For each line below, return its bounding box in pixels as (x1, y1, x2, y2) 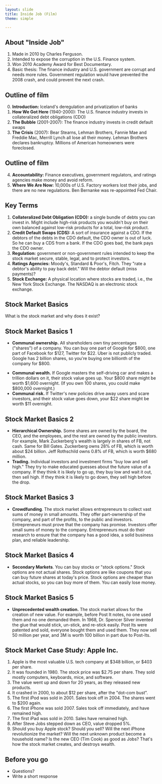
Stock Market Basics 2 (5, 415, 74, 423)
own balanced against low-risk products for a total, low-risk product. (12, 224, 149, 230)
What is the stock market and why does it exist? (5, 313, 100, 319)
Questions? (12, 768, 35, 774)
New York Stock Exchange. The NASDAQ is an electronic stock (12, 281, 138, 287)
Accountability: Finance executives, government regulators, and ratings (12, 172, 156, 177)
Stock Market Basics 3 (5, 493, 74, 502)
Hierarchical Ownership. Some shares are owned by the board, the (12, 428, 147, 434)
